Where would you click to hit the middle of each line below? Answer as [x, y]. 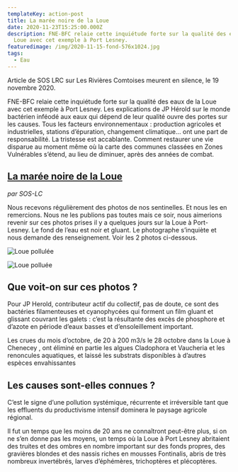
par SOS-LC [25, 193]
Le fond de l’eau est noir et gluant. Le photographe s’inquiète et [124, 230]
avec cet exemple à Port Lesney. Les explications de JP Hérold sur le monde [119, 109]
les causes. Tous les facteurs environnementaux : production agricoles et [114, 124]
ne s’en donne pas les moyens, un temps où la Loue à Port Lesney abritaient [119, 439]
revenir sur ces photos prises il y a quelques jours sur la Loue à [100, 222]
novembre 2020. [32, 88]
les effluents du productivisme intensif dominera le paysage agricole [107, 410]
